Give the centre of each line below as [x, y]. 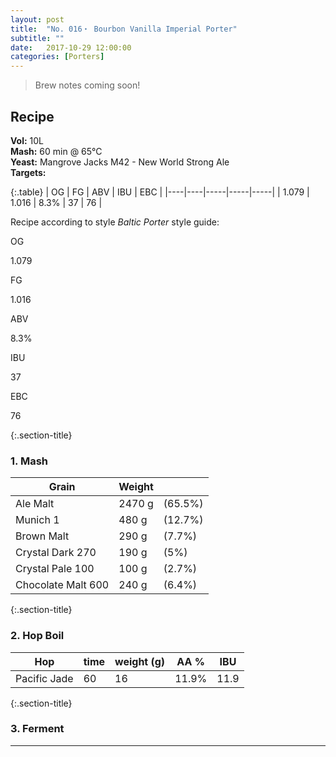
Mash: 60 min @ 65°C [56, 151]
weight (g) [140, 661]
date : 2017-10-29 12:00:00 [71, 47]
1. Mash [29, 461]
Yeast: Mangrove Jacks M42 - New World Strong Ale [120, 162]
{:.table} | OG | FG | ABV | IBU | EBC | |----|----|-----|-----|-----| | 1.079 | [160, 192]
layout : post [37, 19]
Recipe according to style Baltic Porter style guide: [115, 222]
